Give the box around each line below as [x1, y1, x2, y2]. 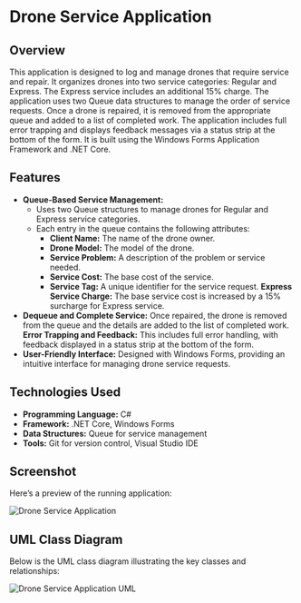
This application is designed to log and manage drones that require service [9, 66, 289, 77]
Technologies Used [9, 384, 121, 400]
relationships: [9, 566, 61, 577]
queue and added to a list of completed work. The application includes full [9, 115, 287, 125]
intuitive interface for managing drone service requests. [22, 358, 231, 369]
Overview [9, 43, 66, 58]
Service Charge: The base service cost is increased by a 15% [49, 291, 281, 301]
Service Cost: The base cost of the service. [49, 271, 215, 282]
